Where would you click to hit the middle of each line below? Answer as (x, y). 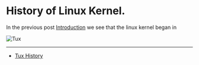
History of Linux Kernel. (66, 11)
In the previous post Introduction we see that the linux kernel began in (91, 27)
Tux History (29, 56)
